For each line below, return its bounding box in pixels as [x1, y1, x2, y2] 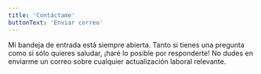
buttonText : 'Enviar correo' [8, 19, 103, 26]
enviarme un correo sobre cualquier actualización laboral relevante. [8, 56, 227, 66]
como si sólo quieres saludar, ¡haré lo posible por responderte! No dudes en [8, 48, 253, 58]
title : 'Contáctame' [8, 11, 76, 19]
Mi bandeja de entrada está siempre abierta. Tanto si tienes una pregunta [8, 40, 245, 49]
